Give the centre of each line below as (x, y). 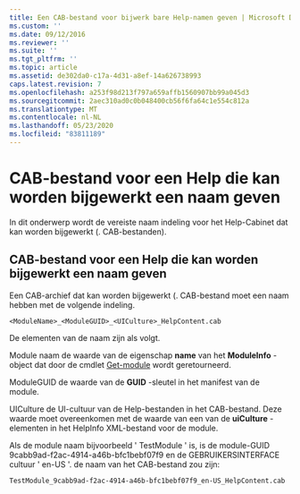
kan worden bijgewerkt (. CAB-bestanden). (88, 231)
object (21, 364)
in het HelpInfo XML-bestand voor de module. (134, 428)
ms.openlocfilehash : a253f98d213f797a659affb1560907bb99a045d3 (129, 92)
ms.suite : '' (33, 51)
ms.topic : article (43, 68)
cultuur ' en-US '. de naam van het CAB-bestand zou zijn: (115, 464)
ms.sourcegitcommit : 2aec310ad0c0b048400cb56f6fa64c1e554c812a (129, 101)
